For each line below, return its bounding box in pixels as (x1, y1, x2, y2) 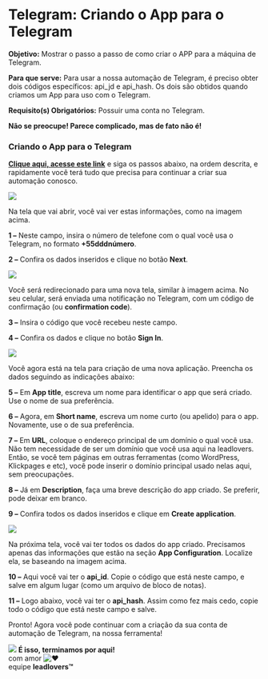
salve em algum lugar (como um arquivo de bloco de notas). (8, 581, 206, 590)
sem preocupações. (8, 469, 74, 479)
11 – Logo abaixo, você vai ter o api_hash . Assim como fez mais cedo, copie (8, 596, 258, 605)
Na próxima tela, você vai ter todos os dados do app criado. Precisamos (8, 540, 246, 549)
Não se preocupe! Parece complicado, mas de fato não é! (8, 121, 202, 130)
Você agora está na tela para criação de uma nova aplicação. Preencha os (8, 364, 254, 373)
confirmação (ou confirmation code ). (8, 302, 133, 312)
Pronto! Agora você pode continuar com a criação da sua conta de (8, 620, 228, 629)
